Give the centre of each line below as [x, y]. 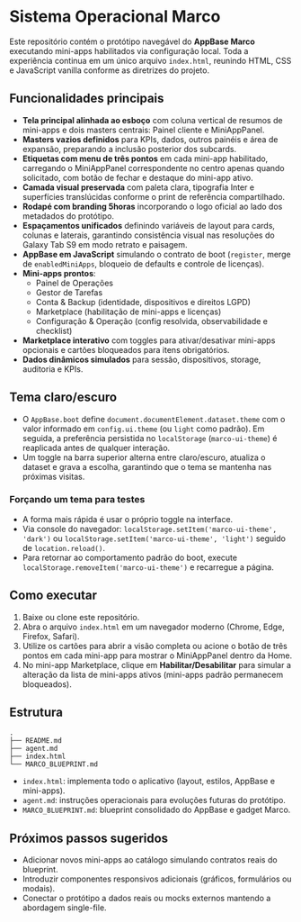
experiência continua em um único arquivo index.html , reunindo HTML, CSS [150, 60]
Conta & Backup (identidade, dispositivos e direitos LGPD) [143, 302]
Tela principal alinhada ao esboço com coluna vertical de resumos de [152, 120]
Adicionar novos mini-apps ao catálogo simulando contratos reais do [150, 860]
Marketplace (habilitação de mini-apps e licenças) [128, 312]
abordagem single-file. [64, 908]
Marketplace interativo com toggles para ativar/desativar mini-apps [149, 340]
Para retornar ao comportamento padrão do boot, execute [130, 557]
